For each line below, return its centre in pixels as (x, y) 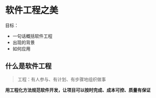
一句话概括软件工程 (32, 36)
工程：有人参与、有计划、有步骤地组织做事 (62, 79)
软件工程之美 (32, 10)
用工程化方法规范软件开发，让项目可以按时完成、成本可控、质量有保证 (78, 90)
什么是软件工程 (28, 66)
